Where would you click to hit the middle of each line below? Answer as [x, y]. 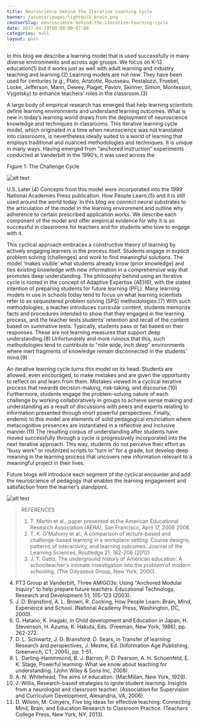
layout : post [23, 39]
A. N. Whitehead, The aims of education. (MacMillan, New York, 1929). [101, 677]
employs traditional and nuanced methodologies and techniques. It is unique [99, 142]
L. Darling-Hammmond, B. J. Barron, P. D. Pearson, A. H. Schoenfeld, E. [102, 658]
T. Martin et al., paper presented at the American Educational [104, 521]
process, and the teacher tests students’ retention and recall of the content [98, 320]
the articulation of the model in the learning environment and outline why [95, 208]
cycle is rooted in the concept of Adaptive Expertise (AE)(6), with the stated [99, 282]
